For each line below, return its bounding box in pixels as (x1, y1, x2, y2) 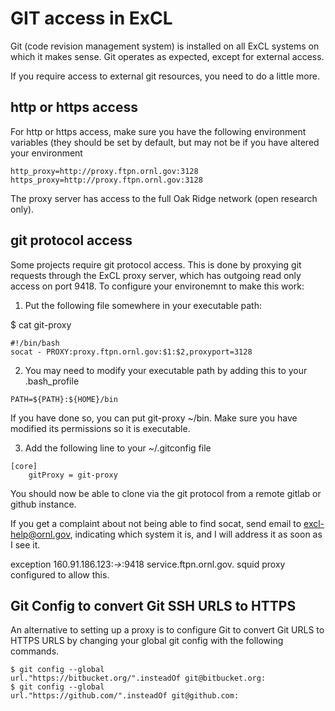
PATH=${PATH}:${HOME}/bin (10, 394, 118, 404)
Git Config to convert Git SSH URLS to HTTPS (10, 597, 297, 614)
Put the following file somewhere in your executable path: (24, 299, 263, 311)
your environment (10, 147, 83, 159)
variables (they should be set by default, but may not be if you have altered (10, 136, 320, 148)
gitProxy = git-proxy (28, 470, 118, 480)
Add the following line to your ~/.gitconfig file (24, 442, 212, 454)
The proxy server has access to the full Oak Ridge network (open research (10, 192, 318, 204)
